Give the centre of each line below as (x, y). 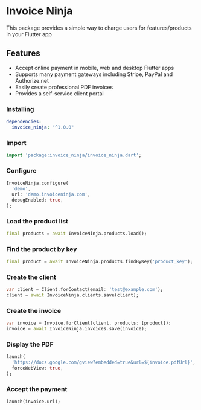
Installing (20, 109)
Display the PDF (30, 344)
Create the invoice (34, 310)
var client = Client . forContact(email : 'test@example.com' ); (85, 290)
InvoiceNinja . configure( (37, 183)
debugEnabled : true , (37, 200)
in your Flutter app (29, 34)
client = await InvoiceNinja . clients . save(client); (72, 295)
